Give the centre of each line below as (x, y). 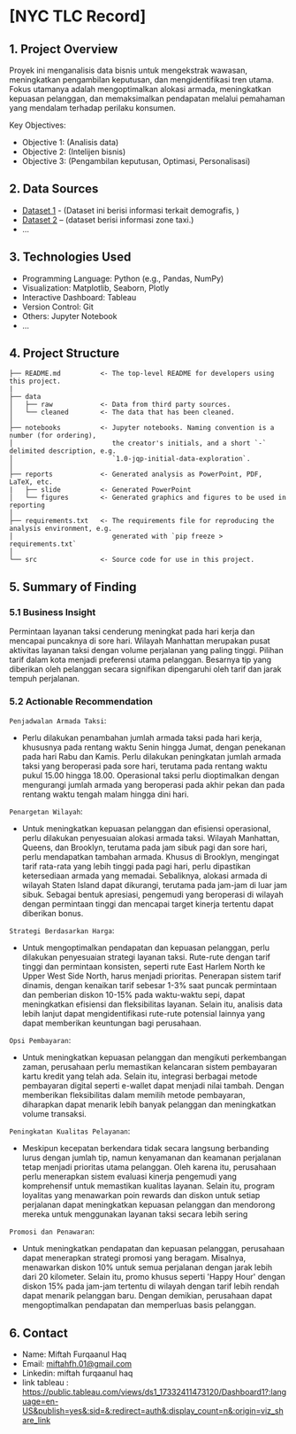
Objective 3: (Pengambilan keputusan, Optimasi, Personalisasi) (136, 161)
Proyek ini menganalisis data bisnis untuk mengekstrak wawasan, (128, 70)
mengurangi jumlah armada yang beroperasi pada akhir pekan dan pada (153, 785)
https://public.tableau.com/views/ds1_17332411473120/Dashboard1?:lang (154, 1392)
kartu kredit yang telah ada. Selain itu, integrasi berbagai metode (140, 1076)
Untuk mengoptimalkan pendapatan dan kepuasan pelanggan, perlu (145, 948)
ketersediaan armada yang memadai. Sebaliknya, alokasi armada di (144, 876)
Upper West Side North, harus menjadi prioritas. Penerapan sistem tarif (152, 976)
